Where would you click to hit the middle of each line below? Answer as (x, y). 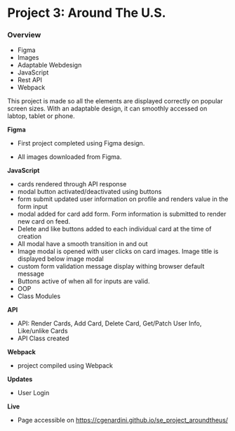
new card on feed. (44, 221)
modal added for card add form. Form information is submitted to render (122, 214)
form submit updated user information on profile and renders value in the (123, 199)
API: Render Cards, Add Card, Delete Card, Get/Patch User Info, (109, 323)
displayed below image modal (60, 259)
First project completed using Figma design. (81, 143)
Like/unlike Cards (42, 331)
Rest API (30, 80)
